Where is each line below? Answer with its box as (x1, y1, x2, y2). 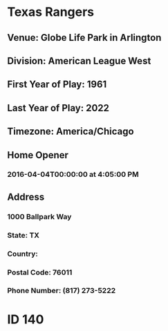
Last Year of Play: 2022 (7, 102, 109, 114)
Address (7, 191, 45, 202)
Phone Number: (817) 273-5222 (7, 286, 116, 296)
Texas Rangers (7, 4, 95, 20)
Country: (7, 249, 38, 258)
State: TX (7, 230, 40, 240)
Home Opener (7, 149, 69, 161)
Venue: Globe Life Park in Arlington (7, 32, 162, 44)
